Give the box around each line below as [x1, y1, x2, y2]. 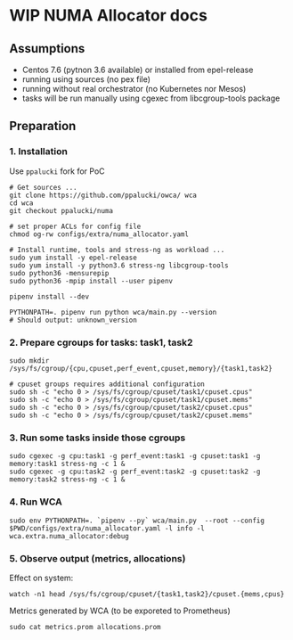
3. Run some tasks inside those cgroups [9, 431, 186, 444]
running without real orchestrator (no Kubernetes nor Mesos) [21, 84, 247, 94]
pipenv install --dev [9, 291, 90, 301]
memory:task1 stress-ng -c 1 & [9, 460, 126, 469]
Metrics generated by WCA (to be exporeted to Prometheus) [9, 605, 232, 616]
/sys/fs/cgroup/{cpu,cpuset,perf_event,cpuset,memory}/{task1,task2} [9, 364, 273, 373]
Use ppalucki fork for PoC [9, 166, 105, 176]
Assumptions [9, 41, 85, 56]
